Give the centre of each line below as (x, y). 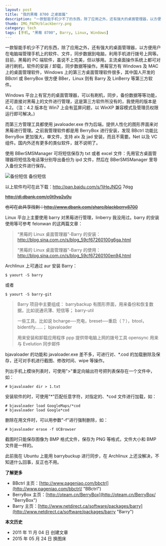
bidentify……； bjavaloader (44, 327)
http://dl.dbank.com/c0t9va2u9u (38, 197)
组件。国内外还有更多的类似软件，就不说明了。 (53, 143)
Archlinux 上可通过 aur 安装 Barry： (41, 266)
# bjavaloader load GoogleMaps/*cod (43, 406)
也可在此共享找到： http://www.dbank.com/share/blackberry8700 (72, 207)
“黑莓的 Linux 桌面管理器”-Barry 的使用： (59, 250)
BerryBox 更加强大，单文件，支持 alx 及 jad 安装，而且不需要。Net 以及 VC (81, 136)
